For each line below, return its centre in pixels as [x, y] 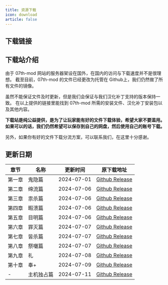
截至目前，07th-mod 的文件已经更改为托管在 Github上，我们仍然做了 [87, 79]
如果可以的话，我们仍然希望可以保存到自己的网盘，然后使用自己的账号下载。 [85, 126]
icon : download [21, 15]
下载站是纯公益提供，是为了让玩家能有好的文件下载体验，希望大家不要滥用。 [85, 120]
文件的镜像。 [23, 86]
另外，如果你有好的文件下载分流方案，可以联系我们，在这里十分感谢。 [78, 137]
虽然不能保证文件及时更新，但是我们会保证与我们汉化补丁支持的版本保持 [80, 96]
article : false [21, 19]
